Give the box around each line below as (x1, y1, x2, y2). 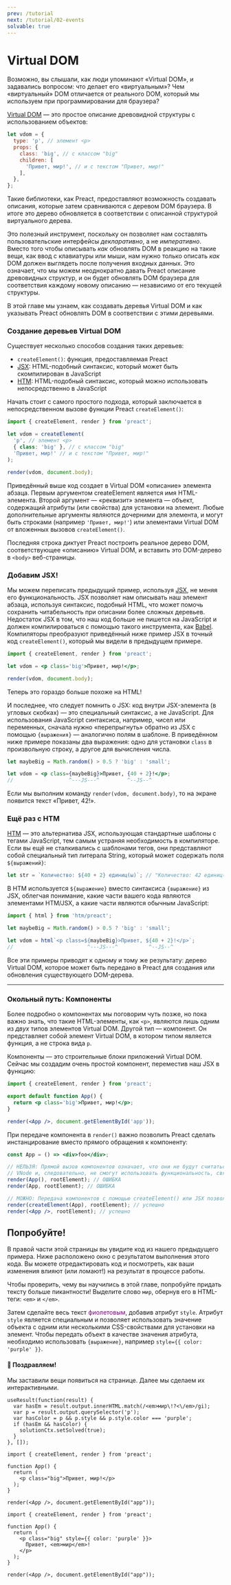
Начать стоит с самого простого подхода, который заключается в (7, 398, 202, 406)
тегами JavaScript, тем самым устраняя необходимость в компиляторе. (7, 837, 220, 845)
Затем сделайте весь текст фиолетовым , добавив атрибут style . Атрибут (7, 1308, 223, 1317)
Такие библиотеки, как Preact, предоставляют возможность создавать (7, 195, 217, 203)
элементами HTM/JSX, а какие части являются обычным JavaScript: (7, 899, 210, 907)
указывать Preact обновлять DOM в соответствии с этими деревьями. (7, 309, 214, 317)
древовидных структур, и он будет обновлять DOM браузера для (7, 274, 199, 282)
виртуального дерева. (7, 217, 72, 225)
